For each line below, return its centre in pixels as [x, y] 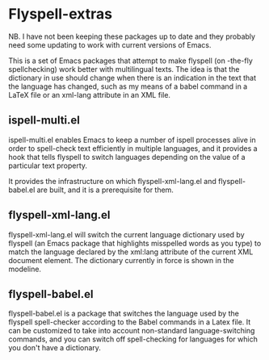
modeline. [25, 269]
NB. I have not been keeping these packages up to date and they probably [132, 36]
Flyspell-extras [61, 14]
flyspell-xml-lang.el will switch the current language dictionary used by [126, 234]
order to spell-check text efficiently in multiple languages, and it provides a [133, 148]
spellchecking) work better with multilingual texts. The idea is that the [124, 69]
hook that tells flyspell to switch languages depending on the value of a [127, 157]
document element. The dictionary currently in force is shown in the [121, 260]
